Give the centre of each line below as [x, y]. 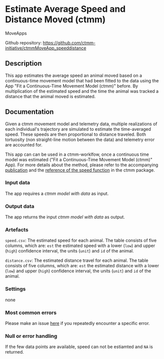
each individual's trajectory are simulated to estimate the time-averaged [78, 129]
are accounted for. [24, 144]
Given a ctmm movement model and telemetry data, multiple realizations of [81, 124]
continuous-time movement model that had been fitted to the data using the [82, 80]
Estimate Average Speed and [65, 9]
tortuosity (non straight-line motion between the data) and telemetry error [80, 140]
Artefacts [17, 230]
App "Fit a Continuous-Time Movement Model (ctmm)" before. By [72, 86]
